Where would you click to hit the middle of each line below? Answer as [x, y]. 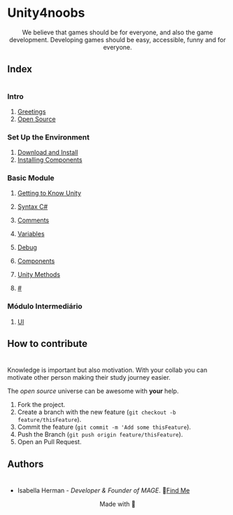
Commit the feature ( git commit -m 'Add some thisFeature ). [104, 427]
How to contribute [48, 344]
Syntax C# [33, 207]
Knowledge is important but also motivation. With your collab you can [107, 370]
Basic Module [31, 178]
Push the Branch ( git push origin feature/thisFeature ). [100, 434]
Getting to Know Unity [49, 193]
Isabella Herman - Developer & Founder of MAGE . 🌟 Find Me [104, 490]
